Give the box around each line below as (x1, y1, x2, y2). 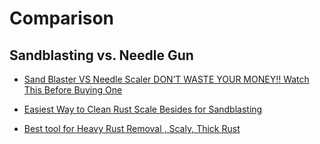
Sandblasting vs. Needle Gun (9, 47, 194, 64)
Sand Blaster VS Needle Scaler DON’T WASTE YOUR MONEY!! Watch (23, 73, 310, 85)
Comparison (9, 7, 115, 30)
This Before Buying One (23, 84, 123, 96)
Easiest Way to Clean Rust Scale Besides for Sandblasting (23, 103, 263, 115)
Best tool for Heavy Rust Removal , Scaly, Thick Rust (23, 123, 241, 134)
